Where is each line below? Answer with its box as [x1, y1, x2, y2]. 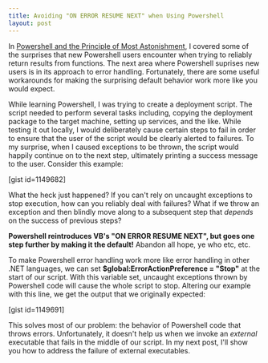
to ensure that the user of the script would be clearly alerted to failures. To [8, 133, 254, 143]
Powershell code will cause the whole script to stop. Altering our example [8, 280, 251, 290]
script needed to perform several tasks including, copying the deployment [8, 107, 254, 117]
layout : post [8, 19, 52, 27]
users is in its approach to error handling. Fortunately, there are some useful [8, 67, 260, 76]
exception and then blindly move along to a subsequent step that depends [8, 207, 254, 216]
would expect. [8, 83, 55, 93]
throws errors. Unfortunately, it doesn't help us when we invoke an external [8, 329, 258, 338]
